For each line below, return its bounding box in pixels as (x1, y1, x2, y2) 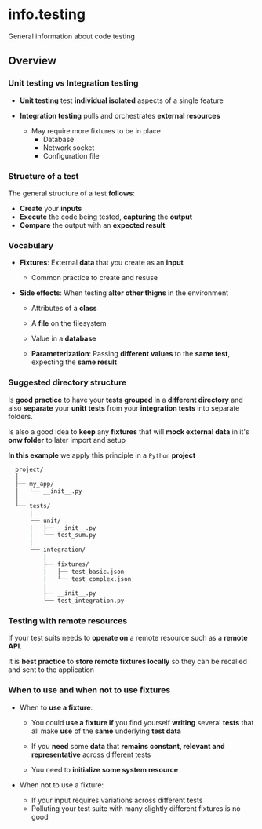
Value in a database (31, 334, 96, 343)
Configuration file (42, 151, 100, 160)
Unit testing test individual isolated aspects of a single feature (19, 96, 224, 105)
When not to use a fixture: (19, 780, 104, 790)
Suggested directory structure (8, 377, 127, 388)
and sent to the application (8, 665, 95, 674)
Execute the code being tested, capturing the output (19, 212, 193, 221)
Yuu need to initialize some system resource (31, 765, 179, 774)
